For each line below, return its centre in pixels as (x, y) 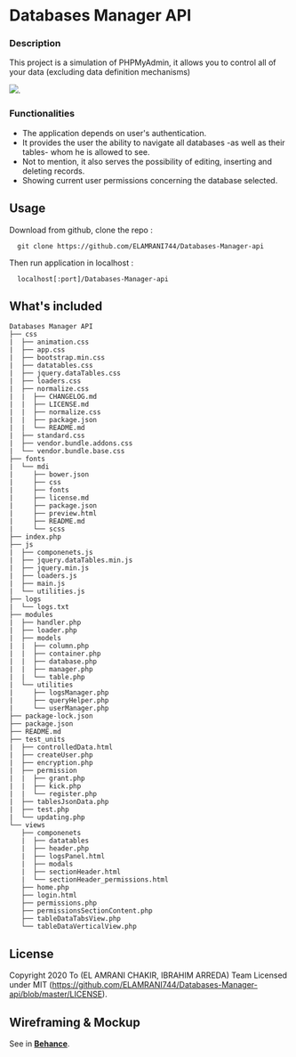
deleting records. (53, 171)
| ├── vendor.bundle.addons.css (71, 443)
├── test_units (37, 740)
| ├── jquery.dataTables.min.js (71, 561)
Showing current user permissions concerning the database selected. (150, 180)
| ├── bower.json (49, 475)
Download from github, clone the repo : (81, 230)
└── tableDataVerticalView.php (79, 927)
